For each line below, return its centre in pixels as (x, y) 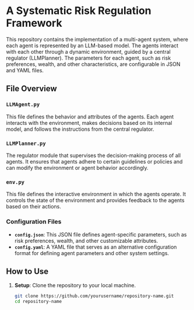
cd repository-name (38, 302)
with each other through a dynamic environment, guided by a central (88, 51)
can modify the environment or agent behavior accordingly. (77, 168)
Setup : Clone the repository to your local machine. (75, 285)
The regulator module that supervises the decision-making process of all (94, 155)
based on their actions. (33, 207)
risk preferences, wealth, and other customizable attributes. (86, 241)
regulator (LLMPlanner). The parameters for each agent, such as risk (89, 58)
